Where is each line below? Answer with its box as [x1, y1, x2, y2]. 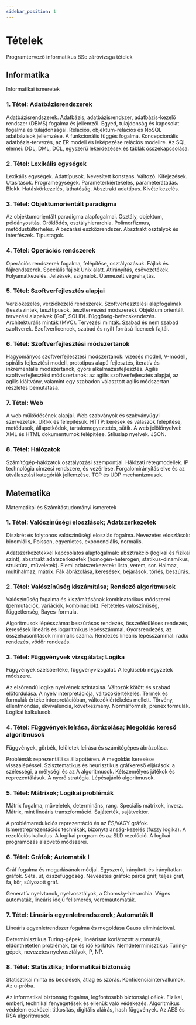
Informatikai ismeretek [6, 86, 60, 93]
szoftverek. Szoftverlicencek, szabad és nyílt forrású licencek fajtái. [6, 325, 170, 332]
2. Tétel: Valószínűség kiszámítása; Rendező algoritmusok [6, 583, 176, 591]
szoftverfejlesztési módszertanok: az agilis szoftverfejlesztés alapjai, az [6, 372, 179, 379]
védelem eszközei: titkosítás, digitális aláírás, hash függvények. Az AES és [6, 1006, 185, 1013]
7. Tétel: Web [6, 399, 44, 407]
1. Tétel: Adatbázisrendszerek [6, 100, 92, 108]
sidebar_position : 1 [6, 8, 57, 15]
